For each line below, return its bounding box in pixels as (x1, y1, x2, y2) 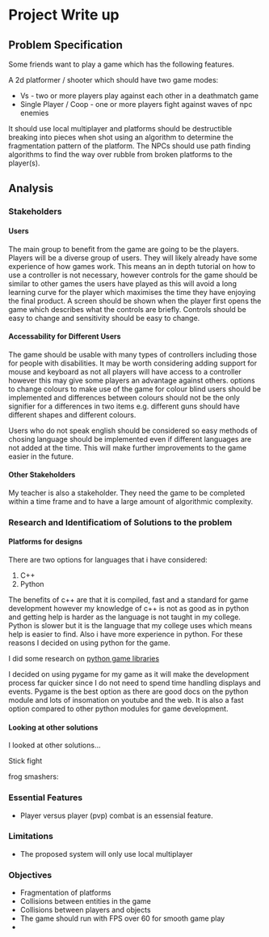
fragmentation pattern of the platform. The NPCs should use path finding (8, 141, 251, 151)
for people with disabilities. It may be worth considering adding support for (8, 358, 258, 368)
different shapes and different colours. (8, 409, 137, 419)
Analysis (8, 182, 54, 195)
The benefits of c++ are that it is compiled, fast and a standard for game (8, 595, 249, 605)
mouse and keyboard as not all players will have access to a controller (8, 366, 242, 376)
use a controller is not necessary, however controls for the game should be (8, 270, 258, 280)
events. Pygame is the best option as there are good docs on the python (8, 687, 249, 696)
